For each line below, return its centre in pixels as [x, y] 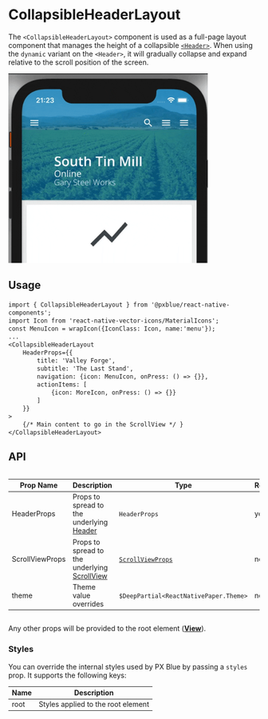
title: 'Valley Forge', [76, 361]
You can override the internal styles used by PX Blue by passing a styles [128, 666]
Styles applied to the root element [94, 705]
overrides [88, 603]
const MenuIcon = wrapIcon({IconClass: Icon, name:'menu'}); [112, 329]
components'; [30, 313]
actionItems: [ [62, 385]
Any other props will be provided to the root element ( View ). [107, 629]
